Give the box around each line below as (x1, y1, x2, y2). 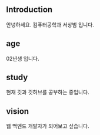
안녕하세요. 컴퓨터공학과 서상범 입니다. (6, 21, 94, 28)
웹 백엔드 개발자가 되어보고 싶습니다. (6, 123, 89, 130)
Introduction (6, 5, 53, 15)
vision (6, 106, 29, 116)
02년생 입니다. (6, 55, 39, 62)
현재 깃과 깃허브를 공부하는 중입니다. (6, 88, 89, 96)
